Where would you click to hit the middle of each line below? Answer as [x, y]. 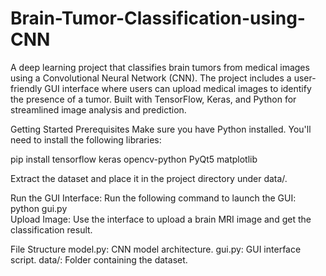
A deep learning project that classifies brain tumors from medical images [160, 67]
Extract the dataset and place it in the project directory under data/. [149, 178]
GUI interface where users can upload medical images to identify [178, 88]
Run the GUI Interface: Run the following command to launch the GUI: [153, 198]
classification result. [51, 229]
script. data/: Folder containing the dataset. [99, 259]
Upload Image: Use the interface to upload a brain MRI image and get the [161, 219]
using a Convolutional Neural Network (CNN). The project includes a [151, 78]
